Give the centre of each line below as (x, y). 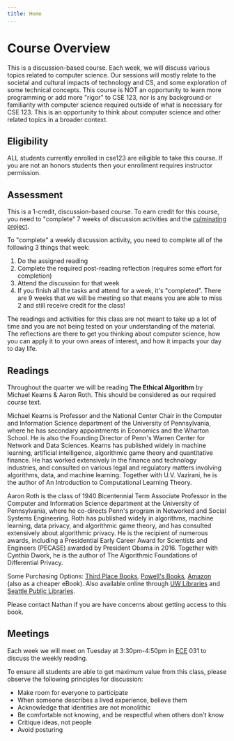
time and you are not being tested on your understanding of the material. (111, 327)
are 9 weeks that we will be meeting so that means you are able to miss (120, 298)
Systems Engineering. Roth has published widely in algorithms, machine (110, 518)
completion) (34, 276)
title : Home (24, 14)
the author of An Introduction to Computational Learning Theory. (100, 482)
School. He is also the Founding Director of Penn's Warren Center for (106, 438)
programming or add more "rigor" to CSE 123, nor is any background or (109, 97)
